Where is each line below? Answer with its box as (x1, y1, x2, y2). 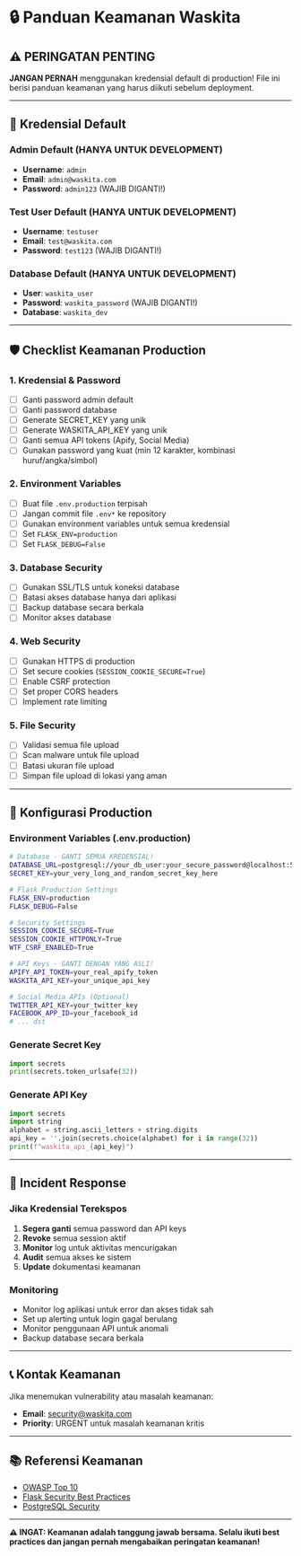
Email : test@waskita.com (21, 235, 113, 246)
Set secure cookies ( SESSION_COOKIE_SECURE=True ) (21, 665, 206, 676)
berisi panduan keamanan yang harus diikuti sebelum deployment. (9, 83, 254, 92)
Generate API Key (9, 1088, 88, 1101)
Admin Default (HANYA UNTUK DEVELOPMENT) (9, 144, 223, 156)
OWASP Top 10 (21, 1481, 79, 1492)
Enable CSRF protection (21, 675, 111, 687)
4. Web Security (9, 635, 82, 647)
